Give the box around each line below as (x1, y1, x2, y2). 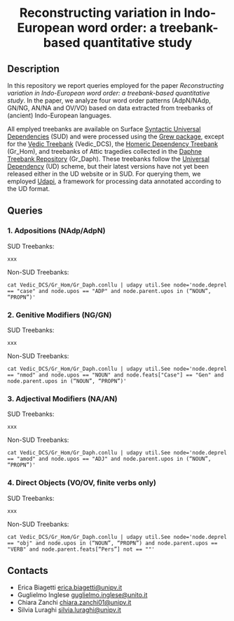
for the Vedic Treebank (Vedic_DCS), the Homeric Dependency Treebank (7, 140, 219, 148)
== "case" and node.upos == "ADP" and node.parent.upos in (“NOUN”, (7, 287, 212, 294)
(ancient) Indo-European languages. (7, 111, 112, 119)
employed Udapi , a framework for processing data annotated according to (7, 177, 222, 185)
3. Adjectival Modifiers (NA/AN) (7, 393, 118, 403)
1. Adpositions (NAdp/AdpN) (7, 226, 106, 236)
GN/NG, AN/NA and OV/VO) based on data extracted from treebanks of (7, 104, 214, 112)
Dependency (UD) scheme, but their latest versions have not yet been (7, 162, 209, 170)
